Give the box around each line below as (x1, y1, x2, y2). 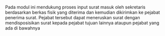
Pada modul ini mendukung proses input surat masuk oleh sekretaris (5, 4, 146, 10)
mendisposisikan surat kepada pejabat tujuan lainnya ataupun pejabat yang (5, 20, 160, 26)
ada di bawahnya (5, 25, 41, 31)
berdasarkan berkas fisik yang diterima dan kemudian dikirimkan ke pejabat (5, 9, 160, 15)
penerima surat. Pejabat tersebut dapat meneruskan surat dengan (5, 15, 140, 20)
